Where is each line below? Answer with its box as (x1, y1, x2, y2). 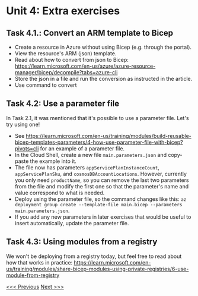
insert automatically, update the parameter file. (14, 219, 129, 226)
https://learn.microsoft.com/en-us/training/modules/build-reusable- (25, 132, 191, 139)
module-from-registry (6, 272, 60, 279)
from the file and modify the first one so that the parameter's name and (14, 182, 189, 190)
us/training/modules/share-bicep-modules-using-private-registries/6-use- (6, 265, 189, 272)
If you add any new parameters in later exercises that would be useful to (14, 213, 191, 221)
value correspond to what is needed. (14, 189, 105, 196)
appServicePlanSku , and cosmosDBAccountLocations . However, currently (14, 170, 187, 177)
